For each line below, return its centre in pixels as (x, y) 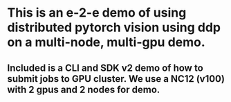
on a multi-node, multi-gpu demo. (106, 42)
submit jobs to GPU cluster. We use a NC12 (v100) (116, 79)
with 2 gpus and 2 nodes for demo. (84, 89)
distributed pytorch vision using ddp (114, 27)
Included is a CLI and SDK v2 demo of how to (105, 68)
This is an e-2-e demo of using (97, 13)
